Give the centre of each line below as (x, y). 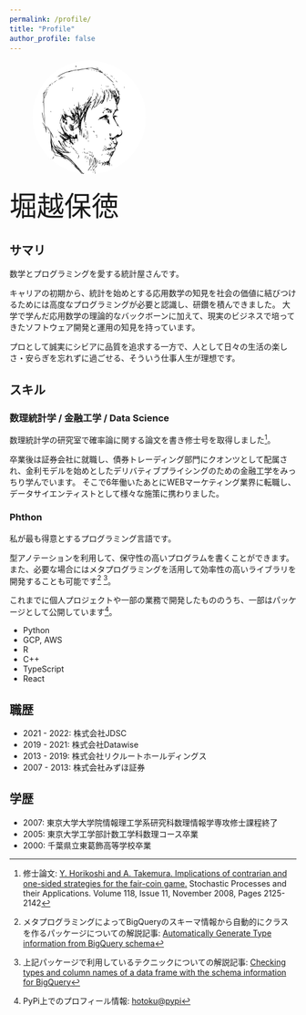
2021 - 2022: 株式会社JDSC (75, 733)
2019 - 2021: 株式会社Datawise (81, 744)
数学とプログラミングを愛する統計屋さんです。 (97, 274)
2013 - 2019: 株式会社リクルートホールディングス (115, 755)
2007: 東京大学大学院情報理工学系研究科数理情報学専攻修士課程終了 (150, 822)
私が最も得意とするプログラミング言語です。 (93, 538)
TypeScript (43, 669)
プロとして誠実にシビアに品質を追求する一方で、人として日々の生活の (141, 347)
